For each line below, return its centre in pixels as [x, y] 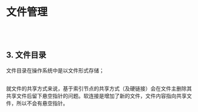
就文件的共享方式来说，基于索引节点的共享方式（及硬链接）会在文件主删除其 [99, 88]
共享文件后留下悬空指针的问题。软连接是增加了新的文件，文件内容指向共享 [96, 96]
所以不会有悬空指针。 [42, 103]
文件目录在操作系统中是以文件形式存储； [55, 70]
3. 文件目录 [26, 55]
